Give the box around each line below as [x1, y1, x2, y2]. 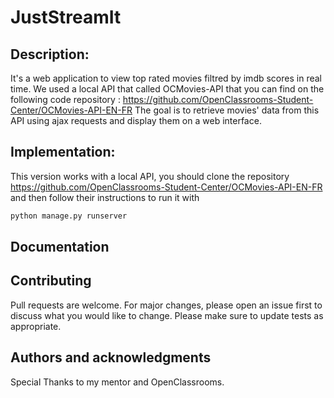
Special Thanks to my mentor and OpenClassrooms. [10, 376, 225, 388]
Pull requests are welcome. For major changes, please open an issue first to [10, 299, 323, 311]
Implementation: [10, 144, 116, 161]
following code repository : [10, 94, 121, 105]
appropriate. [10, 320, 62, 332]
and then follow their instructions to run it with [10, 191, 200, 203]
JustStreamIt [10, 6, 122, 29]
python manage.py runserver [10, 211, 128, 221]
